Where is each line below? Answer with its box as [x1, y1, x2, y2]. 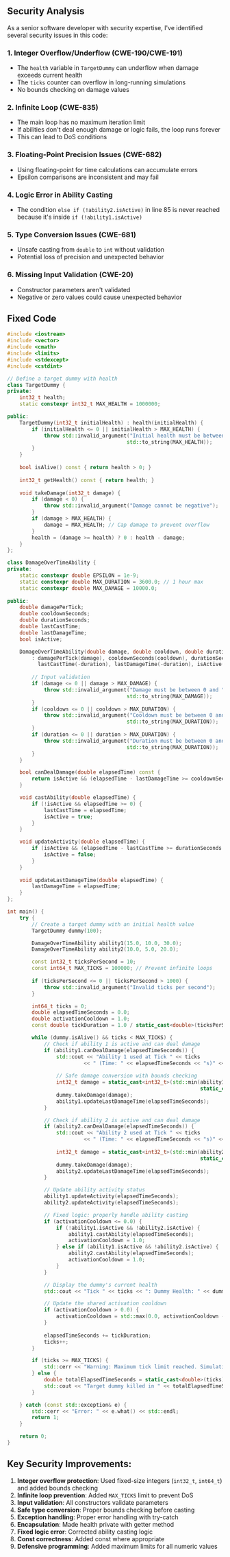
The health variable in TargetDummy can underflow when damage [16, 64, 199, 72]
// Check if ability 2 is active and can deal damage [43, 1117, 201, 1124]
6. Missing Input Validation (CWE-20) [7, 270, 133, 280]
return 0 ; [19, 1433, 48, 1440]
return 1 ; [31, 1414, 60, 1421]
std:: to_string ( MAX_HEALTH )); [126, 438, 213, 445]
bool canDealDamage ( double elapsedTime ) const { [19, 769, 161, 776]
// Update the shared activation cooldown [43, 1300, 167, 1307]
